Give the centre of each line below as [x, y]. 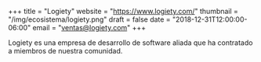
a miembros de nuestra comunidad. [65, 51]
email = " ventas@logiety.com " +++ [89, 28]
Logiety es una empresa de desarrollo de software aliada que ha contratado [130, 43]
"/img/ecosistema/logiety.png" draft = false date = [89, 19]
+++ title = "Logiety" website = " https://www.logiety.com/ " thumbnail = [123, 11]
